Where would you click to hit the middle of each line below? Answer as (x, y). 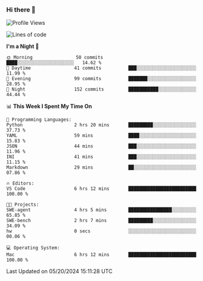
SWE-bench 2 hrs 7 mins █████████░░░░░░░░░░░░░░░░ (101, 221)
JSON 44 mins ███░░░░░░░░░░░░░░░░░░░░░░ (101, 146)
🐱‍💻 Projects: (23, 205)
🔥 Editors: (20, 184)
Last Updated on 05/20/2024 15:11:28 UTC (59, 271)
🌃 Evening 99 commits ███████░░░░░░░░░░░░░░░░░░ (101, 79)
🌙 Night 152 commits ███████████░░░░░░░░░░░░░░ (101, 90)
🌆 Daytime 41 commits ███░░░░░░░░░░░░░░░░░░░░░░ (101, 68)
